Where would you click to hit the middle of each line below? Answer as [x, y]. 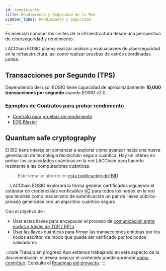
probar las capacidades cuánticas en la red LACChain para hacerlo [75, 161]
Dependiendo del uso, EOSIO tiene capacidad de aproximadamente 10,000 [83, 87]
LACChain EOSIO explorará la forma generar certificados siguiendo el [82, 186]
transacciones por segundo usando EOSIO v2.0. [56, 93]
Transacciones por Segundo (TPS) [60, 75]
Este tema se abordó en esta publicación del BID [68, 176]
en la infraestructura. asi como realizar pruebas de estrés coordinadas [78, 54]
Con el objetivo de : [25, 212]
